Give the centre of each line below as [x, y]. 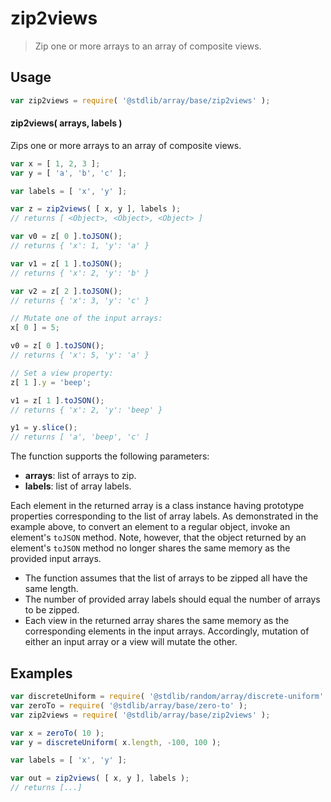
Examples [41, 673]
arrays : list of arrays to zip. [80, 476]
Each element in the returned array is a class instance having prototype [157, 506]
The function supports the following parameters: [110, 456]
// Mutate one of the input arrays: [86, 318]
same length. [51, 589]
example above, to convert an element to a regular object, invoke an [150, 527]
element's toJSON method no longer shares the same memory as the [150, 548]
